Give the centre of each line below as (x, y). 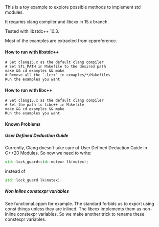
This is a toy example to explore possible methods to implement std (73, 7)
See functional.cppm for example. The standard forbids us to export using (80, 204)
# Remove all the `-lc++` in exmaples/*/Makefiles (58, 75)
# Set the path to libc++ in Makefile (45, 105)
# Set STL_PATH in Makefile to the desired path (56, 67)
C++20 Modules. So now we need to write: (48, 153)
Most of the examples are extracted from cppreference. (61, 41)
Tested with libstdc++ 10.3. (32, 31)
